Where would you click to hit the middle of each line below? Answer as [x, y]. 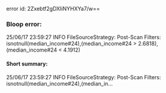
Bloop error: [24, 24]
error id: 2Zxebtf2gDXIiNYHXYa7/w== [53, 9]
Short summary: [27, 64]
